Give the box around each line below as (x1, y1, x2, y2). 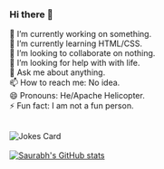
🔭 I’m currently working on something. (9, 29, 152, 40)
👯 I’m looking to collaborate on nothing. (9, 48, 156, 59)
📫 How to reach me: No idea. (9, 77, 121, 89)
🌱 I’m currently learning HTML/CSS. (9, 38, 143, 49)
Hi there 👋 (9, 8, 54, 21)
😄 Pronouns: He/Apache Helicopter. (9, 90, 145, 101)
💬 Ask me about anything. (9, 67, 106, 78)
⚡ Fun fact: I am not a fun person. (9, 100, 134, 111)
